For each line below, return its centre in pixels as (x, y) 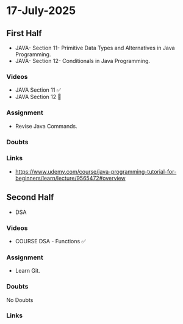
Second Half (30, 197)
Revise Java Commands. (46, 126)
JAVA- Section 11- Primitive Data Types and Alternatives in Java (95, 48)
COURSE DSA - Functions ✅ (51, 241)
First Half (24, 33)
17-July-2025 (41, 11)
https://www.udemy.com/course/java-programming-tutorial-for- (96, 171)
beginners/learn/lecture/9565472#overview (70, 178)
